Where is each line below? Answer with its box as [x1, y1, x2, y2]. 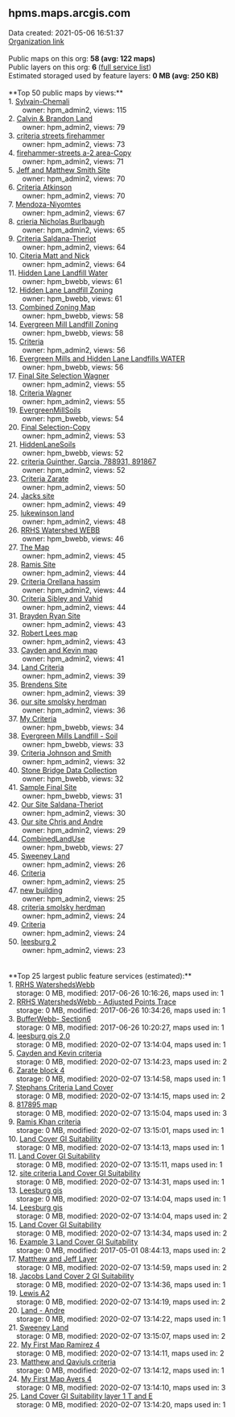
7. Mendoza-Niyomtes [8, 199, 82, 209]
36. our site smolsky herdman [8, 696, 107, 706]
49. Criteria [8, 919, 46, 929]
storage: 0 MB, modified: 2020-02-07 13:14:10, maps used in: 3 [15, 1382, 226, 1392]
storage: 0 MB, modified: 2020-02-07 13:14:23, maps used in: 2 [15, 1056, 228, 1066]
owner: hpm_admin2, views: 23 [22, 945, 126, 955]
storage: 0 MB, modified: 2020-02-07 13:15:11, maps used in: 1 [15, 1160, 223, 1169]
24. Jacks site [8, 491, 55, 500]
